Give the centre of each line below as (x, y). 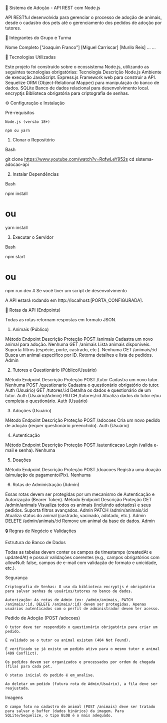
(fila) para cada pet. (29, 666)
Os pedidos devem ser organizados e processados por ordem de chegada (80, 662)
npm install (16, 193)
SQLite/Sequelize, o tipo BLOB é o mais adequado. (59, 715)
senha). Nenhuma (37, 450)
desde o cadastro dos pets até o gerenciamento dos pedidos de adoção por (83, 23)
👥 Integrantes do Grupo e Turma (38, 38)
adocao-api (17, 164)
